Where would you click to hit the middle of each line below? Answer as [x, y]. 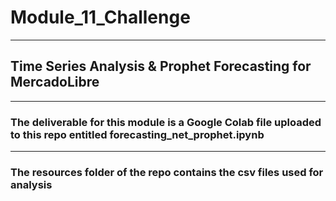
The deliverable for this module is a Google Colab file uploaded [166, 122]
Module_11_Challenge [100, 17]
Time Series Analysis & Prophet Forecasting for [161, 66]
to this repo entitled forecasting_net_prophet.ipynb [137, 134]
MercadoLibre [55, 82]
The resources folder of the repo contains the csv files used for [167, 172]
